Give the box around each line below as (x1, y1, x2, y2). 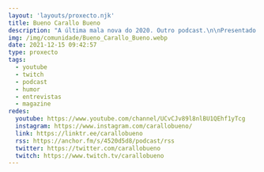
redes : (8, 108, 30, 116)
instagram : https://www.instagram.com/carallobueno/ (15, 122, 193, 130)
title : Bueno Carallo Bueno (8, 19, 101, 27)
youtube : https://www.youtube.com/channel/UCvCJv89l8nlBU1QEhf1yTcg (15, 115, 246, 123)
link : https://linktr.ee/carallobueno (15, 129, 144, 137)
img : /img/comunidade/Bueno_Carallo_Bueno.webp (8, 33, 168, 42)
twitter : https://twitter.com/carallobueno (15, 144, 160, 152)
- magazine (15, 100, 51, 108)
